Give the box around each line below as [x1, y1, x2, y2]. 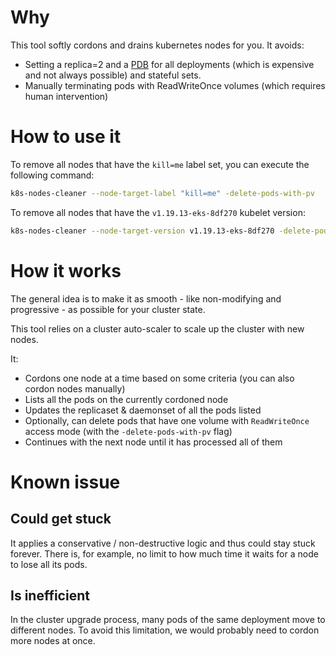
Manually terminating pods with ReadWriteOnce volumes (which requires [24, 79, 326, 91]
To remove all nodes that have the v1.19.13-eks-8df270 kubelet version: [10, 206, 306, 218]
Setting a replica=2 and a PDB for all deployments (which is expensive [24, 58, 315, 70]
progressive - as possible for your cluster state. [10, 303, 206, 315]
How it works [10, 259, 122, 282]
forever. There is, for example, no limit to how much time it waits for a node [10, 547, 319, 560]
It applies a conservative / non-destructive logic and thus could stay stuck [10, 537, 316, 549]
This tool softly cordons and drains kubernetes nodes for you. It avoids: [10, 39, 305, 51]
